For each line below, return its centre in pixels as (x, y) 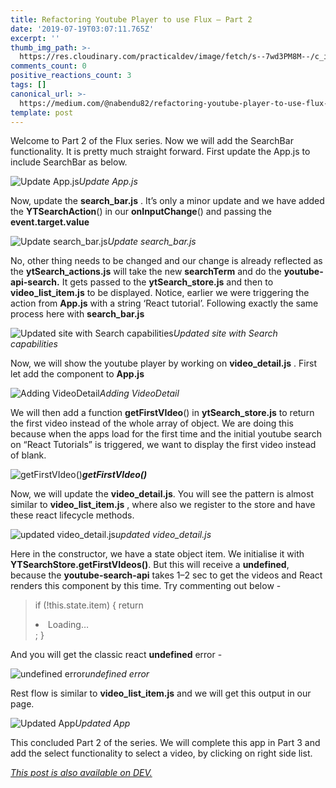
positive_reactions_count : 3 (71, 76)
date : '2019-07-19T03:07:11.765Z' (82, 29)
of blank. (28, 455)
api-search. (35, 282)
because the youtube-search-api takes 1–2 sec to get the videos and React (166, 575)
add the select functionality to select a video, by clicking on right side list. (161, 753)
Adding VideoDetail (139, 393)
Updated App (102, 723)
